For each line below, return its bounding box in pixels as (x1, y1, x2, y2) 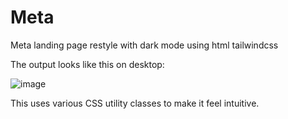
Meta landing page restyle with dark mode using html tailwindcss (10, 39, 279, 51)
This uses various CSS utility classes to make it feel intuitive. (10, 97, 260, 109)
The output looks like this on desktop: (10, 58, 165, 70)
